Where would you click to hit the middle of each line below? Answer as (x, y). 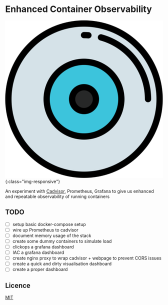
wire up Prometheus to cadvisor (45, 230)
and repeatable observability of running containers (57, 196)
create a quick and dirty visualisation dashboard (62, 264)
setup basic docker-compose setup (49, 224)
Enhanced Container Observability (79, 9)
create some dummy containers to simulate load (62, 241)
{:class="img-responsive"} (33, 181)
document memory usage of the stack (52, 235)
